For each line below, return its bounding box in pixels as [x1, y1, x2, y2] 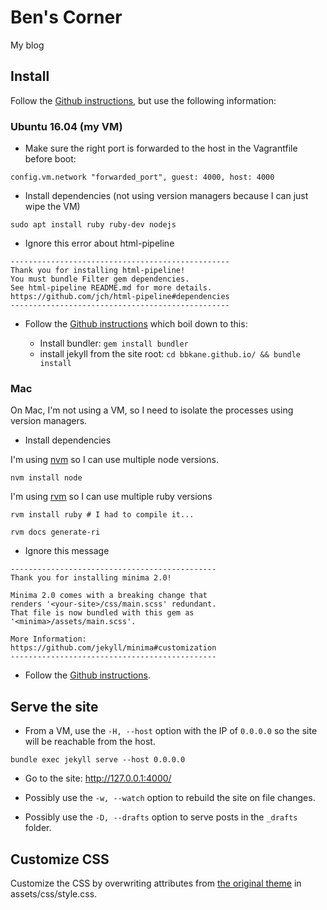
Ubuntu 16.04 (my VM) [10, 119, 123, 133]
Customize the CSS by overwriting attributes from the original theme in [10, 877, 302, 889]
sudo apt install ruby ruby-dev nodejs [10, 220, 177, 230]
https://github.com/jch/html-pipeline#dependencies [10, 292, 230, 302]
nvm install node [10, 473, 83, 483]
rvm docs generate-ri [10, 527, 101, 538]
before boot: [24, 153, 77, 165]
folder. [24, 822, 52, 834]
